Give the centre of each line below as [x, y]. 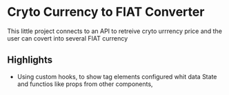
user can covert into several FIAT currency [68, 38]
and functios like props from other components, [85, 84]
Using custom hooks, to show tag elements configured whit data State [117, 76]
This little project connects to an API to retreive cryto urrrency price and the [115, 31]
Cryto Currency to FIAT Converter [106, 12]
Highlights [30, 60]
